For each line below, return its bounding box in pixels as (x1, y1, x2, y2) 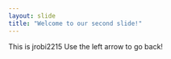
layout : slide (8, 11, 56, 20)
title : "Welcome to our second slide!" (8, 19, 143, 27)
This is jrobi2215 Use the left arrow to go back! (8, 41, 164, 51)
